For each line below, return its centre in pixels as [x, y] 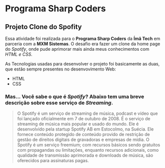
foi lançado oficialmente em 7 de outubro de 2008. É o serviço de [84, 119]
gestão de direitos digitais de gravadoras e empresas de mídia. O [83, 140]
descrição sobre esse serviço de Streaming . [59, 102]
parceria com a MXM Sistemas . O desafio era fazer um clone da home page [83, 44]
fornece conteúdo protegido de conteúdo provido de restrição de [83, 134]
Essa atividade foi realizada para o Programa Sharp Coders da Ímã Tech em [83, 38]
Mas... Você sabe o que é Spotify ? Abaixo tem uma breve [75, 97]
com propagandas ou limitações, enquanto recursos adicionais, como [88, 150]
